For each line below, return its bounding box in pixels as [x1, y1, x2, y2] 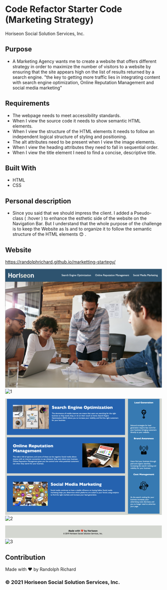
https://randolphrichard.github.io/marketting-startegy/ [5, 259, 116, 265]
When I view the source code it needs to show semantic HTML [12, 118, 141, 124]
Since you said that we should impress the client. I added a [12, 210, 133, 216]
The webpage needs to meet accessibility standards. [12, 112, 121, 118]
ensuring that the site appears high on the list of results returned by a [12, 69, 155, 75]
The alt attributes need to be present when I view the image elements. [12, 139, 156, 145]
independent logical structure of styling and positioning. [12, 134, 127, 140]
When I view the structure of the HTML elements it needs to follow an [12, 128, 155, 134]
